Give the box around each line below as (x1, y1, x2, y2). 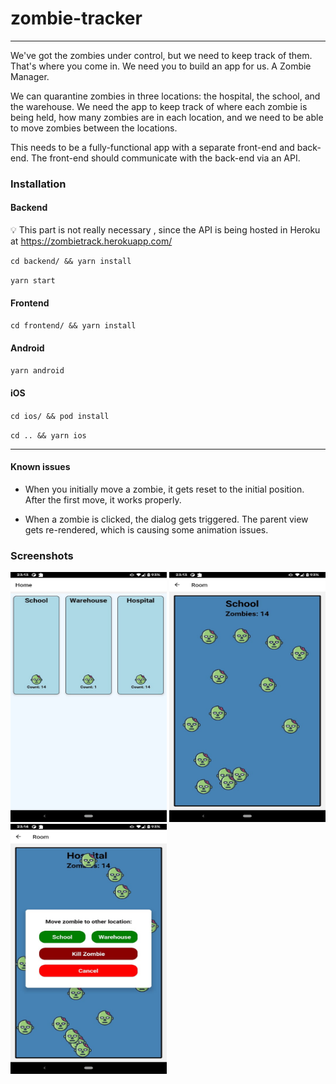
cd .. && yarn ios (10, 430, 87, 441)
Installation (10, 177, 67, 191)
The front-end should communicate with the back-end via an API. (30, 152, 301, 164)
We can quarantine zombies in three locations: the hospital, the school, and (10, 90, 321, 102)
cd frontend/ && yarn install (10, 321, 137, 331)
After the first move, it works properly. (24, 493, 182, 506)
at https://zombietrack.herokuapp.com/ (10, 235, 173, 247)
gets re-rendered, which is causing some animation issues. (24, 523, 269, 536)
